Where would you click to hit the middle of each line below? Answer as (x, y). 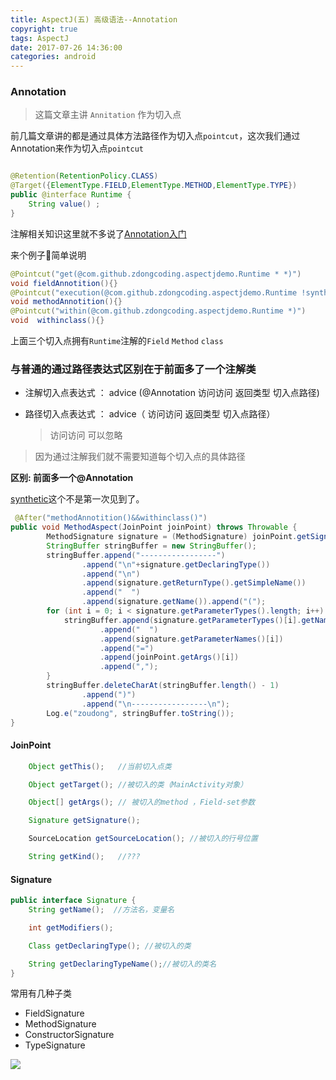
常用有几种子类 (41, 993)
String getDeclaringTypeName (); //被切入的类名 (122, 964)
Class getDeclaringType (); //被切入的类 (110, 946)
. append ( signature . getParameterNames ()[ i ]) (191, 639)
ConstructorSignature (69, 1035)
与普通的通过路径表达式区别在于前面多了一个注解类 (133, 369)
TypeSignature (55, 1045)
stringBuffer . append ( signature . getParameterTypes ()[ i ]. (182, 620)
